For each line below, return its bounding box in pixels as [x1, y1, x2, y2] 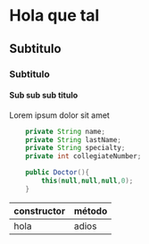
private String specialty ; [25, 144, 126, 153]
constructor [13, 205, 65, 217]
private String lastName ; [25, 135, 122, 144]
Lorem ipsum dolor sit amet [9, 109, 110, 121]
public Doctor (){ [25, 168, 90, 177]
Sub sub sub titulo [9, 90, 79, 101]
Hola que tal [9, 5, 100, 26]
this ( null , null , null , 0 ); [41, 176, 134, 186]
